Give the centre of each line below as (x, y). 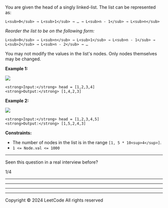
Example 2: (17, 101)
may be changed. (23, 59)
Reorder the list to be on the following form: (50, 31)
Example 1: (17, 69)
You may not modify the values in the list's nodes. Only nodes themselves (81, 54)
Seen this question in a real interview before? (52, 162)
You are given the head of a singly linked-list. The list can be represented (80, 7)
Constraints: (18, 133)
